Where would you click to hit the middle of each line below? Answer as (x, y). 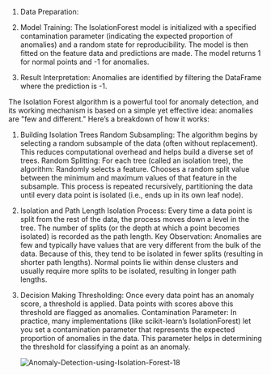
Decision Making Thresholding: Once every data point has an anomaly (137, 295)
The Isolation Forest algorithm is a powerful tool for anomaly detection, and (133, 102)
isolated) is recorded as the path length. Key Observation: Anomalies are (141, 237)
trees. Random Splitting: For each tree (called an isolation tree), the (131, 160)
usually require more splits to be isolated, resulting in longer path (128, 271)
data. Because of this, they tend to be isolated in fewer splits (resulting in (142, 254)
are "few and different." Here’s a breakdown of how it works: (109, 119)
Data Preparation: (49, 12)
